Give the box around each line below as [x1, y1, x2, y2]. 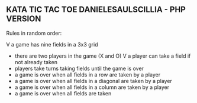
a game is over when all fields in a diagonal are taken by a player [14, 77, 173, 84]
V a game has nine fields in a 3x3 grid [6, 41, 98, 48]
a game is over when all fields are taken [14, 89, 112, 97]
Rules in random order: [6, 29, 62, 36]
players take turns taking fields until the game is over [14, 65, 144, 72]
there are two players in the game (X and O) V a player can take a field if [14, 52, 191, 59]
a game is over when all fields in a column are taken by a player [14, 84, 170, 91]
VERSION [6, 14, 41, 24]
